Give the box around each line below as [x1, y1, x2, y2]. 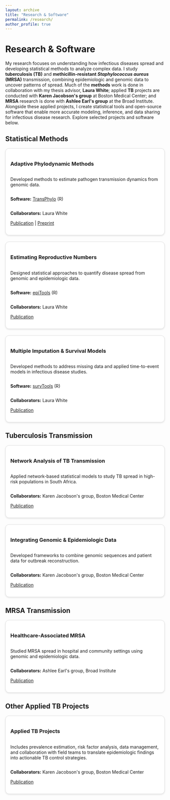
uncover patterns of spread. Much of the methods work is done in [5, 82, 143, 88]
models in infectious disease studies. [10, 368, 88, 375]
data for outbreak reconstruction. [10, 558, 79, 564]
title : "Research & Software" [5, 12, 69, 17]
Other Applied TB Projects [5, 702, 90, 711]
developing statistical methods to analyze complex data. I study [5, 66, 138, 72]
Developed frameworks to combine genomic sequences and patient [10, 552, 152, 559]
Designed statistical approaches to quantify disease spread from [10, 270, 145, 276]
